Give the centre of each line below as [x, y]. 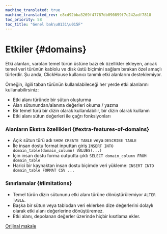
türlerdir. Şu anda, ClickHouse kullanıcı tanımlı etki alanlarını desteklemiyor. [83, 75]
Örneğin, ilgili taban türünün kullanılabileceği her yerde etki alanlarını [77, 84]
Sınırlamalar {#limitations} [39, 183]
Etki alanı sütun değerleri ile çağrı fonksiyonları [62, 116]
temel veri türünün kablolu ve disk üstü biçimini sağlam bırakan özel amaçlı [83, 69]
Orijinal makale [21, 226]
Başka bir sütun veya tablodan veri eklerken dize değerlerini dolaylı [83, 205]
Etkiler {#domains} [46, 50]
